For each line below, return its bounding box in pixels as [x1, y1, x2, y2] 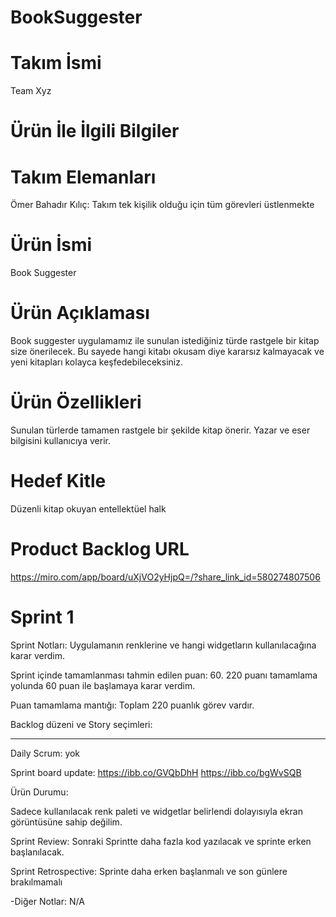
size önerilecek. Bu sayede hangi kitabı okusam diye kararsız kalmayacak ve [10, 346, 325, 358]
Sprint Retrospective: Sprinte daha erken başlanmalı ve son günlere [10, 865, 288, 877]
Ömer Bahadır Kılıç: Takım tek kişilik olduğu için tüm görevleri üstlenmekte [10, 199, 315, 211]
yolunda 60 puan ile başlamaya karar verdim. [10, 679, 196, 691]
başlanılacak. [10, 846, 65, 858]
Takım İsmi [10, 52, 102, 75]
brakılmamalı [10, 876, 63, 888]
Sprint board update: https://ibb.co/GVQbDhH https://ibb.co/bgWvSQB [10, 766, 302, 778]
